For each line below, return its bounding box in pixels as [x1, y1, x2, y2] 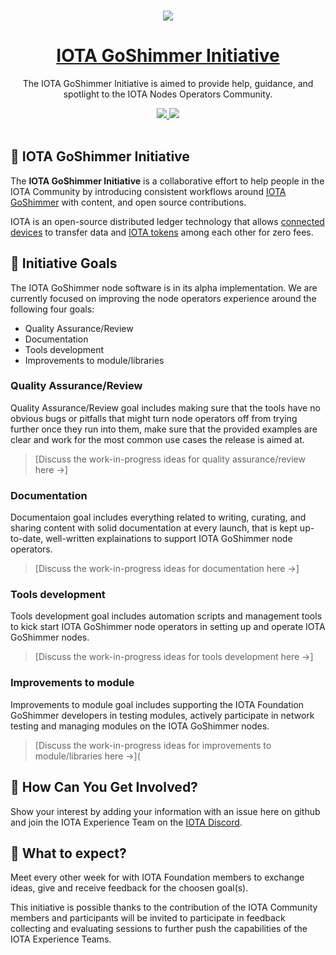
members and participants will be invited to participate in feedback [10, 912, 286, 924]
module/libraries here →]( [34, 750, 141, 762]
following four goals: [10, 303, 95, 315]
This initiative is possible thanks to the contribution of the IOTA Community [10, 901, 318, 914]
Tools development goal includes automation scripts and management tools [10, 610, 323, 622]
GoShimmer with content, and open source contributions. [10, 196, 247, 208]
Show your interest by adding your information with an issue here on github [10, 805, 321, 817]
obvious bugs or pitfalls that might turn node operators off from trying [10, 412, 298, 424]
